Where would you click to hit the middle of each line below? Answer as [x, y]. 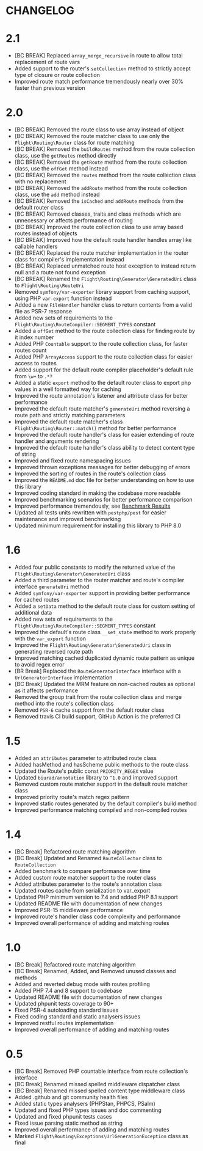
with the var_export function [50, 638]
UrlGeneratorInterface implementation [63, 678]
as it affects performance [46, 690]
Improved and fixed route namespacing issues [73, 461]
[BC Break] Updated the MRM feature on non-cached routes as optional [105, 684]
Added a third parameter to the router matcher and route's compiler [99, 580]
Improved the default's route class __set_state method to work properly [105, 632]
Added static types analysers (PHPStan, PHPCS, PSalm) [85, 1103]
